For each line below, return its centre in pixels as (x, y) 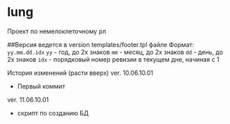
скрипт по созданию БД (53, 113)
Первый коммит (41, 86)
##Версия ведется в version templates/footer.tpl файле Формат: (101, 44)
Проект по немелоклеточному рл (57, 31)
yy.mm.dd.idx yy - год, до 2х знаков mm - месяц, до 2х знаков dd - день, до (115, 52)
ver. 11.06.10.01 (28, 99)
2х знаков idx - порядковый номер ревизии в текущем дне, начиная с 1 (113, 59)
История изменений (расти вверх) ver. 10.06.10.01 (80, 73)
